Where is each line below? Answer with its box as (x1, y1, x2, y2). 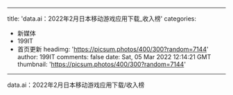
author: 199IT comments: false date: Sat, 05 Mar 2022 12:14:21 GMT (17, 53, 212, 61)
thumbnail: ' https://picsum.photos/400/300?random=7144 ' (17, 60, 186, 68)
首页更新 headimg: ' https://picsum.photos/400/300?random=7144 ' (17, 45, 209, 53)
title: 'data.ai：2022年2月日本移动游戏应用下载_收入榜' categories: (7, 14, 196, 23)
